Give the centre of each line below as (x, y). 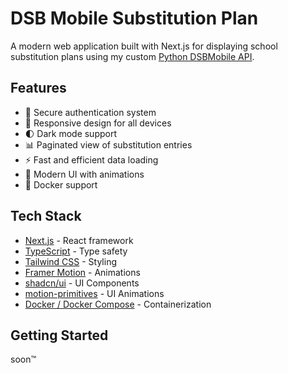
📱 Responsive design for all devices (98, 123)
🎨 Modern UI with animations (84, 174)
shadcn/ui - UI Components (82, 283)
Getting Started (59, 335)
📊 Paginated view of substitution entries (108, 144)
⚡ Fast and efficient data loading (91, 159)
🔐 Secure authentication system (90, 112)
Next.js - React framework (79, 240)
